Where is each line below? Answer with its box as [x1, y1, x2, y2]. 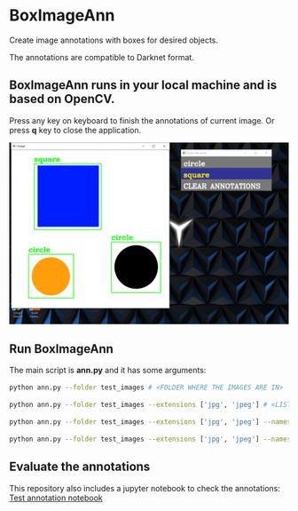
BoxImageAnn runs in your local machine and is [9, 77, 278, 93]
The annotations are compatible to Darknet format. [9, 52, 195, 62]
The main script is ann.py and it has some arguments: [9, 365, 207, 376]
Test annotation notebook [9, 492, 104, 503]
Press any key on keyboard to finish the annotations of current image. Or [9, 115, 275, 125]
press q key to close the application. [9, 124, 142, 135]
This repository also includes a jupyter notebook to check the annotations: [9, 483, 281, 493]
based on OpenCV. [9, 92, 115, 107]
